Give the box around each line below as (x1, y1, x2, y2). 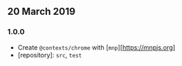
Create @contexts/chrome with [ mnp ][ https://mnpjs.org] (17, 43, 176, 52)
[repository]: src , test (17, 50, 82, 59)
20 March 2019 (7, 6, 76, 18)
